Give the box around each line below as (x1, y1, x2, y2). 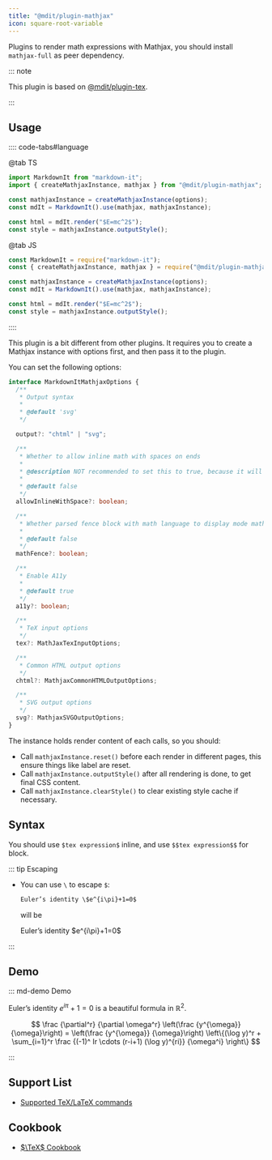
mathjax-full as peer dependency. (8, 50, 125, 60)
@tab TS (8, 158, 38, 168)
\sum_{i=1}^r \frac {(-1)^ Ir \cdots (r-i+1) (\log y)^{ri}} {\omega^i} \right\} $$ (11, 1036, 261, 1046)
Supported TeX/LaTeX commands (19, 1097, 133, 1107)
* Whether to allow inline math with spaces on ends (19, 452, 201, 460)
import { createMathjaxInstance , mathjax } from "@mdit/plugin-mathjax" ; (8, 181, 263, 190)
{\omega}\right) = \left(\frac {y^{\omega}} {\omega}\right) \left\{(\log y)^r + (11, 1028, 261, 1038)
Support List (8, 1076, 72, 1090)
